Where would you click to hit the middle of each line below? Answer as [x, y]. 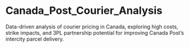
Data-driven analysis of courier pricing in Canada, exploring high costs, [92, 27]
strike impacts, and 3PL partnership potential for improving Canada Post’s [95, 32]
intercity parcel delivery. [35, 39]
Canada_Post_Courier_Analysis [84, 11]
